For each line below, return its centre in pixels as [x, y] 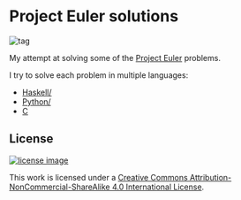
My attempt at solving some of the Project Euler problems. [115, 58]
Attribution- [211, 177]
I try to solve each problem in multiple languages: [99, 75]
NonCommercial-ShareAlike [60, 187]
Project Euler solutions [94, 16]
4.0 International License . [158, 187]
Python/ [36, 101]
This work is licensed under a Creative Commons [98, 177]
